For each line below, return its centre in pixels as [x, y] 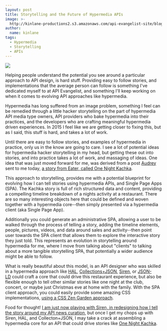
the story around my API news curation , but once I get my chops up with [79, 313]
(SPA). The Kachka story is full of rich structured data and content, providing [83, 188]
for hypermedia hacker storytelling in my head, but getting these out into [80, 152]
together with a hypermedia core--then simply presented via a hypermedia [82, 204]
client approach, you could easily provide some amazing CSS [68, 292]
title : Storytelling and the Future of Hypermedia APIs [64, 14]
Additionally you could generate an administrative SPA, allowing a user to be [83, 219]
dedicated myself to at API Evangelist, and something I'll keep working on [80, 91]
